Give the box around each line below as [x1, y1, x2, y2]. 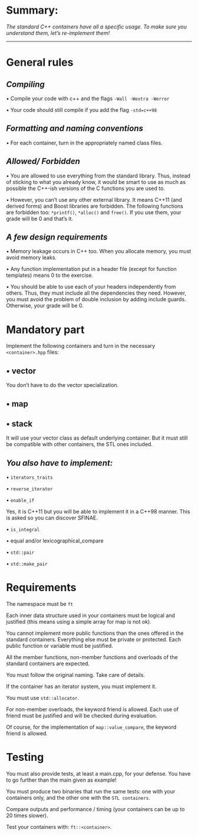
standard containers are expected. [6, 660, 90, 667]
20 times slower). [6, 812, 48, 819]
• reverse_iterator [6, 485, 53, 492]
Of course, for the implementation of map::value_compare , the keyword [6, 724, 177, 731]
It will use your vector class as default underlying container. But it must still [6, 434, 188, 441]
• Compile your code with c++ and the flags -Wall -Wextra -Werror [6, 95, 170, 102]
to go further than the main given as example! [6, 776, 117, 784]
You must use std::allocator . [6, 695, 80, 702]
